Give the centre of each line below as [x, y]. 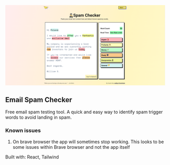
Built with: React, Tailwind [32, 157]
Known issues [23, 130]
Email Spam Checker [39, 100]
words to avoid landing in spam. [39, 117]
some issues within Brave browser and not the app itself [71, 147]
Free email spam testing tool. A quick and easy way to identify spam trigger [84, 112]
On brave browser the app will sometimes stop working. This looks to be [88, 142]
